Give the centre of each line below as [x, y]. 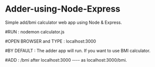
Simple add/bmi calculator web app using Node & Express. [63, 22]
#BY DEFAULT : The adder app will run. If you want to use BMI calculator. [78, 50]
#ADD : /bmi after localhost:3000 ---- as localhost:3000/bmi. [66, 60]
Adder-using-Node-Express [63, 9]
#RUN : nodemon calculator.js [35, 32]
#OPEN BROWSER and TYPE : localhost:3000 [51, 41]
